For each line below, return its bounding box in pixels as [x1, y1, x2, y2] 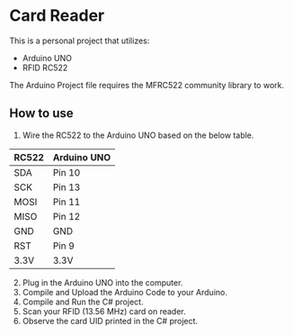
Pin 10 [52, 166, 81, 178]
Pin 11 [52, 195, 81, 208]
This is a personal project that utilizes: [9, 35, 150, 46]
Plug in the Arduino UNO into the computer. [22, 276, 183, 288]
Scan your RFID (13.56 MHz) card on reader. [22, 305, 186, 316]
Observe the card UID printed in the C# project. [22, 315, 199, 326]
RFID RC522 [22, 62, 68, 73]
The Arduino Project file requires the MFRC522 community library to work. [9, 79, 285, 90]
